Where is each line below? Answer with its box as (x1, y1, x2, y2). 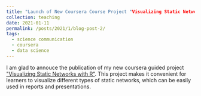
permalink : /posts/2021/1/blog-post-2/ (6, 25, 106, 32)
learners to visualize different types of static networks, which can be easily (6, 76, 191, 83)
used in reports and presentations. (6, 83, 92, 90)
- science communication (11, 36, 74, 42)
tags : (6, 31, 20, 37)
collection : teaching (6, 14, 60, 20)
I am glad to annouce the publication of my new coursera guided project (6, 64, 184, 71)
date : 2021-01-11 (6, 20, 50, 26)
